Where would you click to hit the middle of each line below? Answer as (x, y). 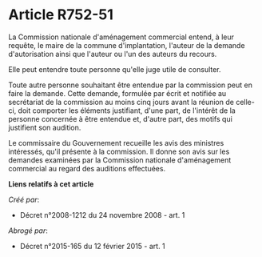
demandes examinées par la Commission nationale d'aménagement (120, 160)
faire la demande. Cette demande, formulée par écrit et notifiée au (117, 93)
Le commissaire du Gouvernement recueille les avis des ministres (116, 143)
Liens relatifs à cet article (51, 184)
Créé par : (24, 199)
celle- (245, 102)
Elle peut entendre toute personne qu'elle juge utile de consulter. (115, 69)
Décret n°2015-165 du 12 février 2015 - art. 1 (92, 246)
